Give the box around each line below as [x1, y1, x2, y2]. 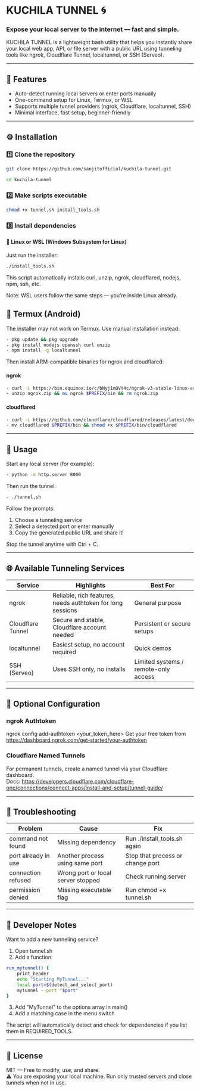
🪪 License [6, 1050, 43, 1061]
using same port [57, 859, 103, 868]
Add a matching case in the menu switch [14, 1010, 115, 1017]
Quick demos [134, 644, 171, 652]
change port [125, 859, 160, 868]
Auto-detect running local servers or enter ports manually [14, 90, 157, 97]
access [134, 672, 155, 680]
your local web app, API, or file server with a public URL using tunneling [6, 45, 182, 52]
